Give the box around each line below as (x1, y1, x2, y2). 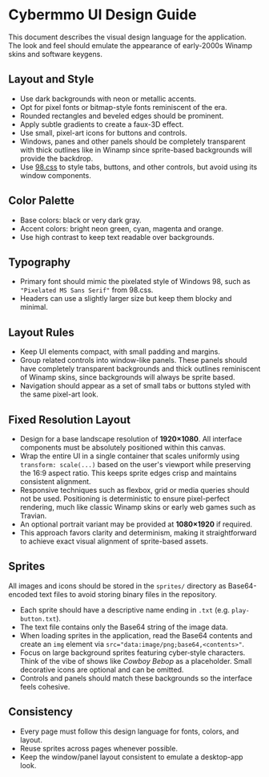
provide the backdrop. (19, 153, 94, 163)
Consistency (8, 705, 74, 719)
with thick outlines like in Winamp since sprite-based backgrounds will (19, 144, 252, 154)
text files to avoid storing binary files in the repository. (39, 589, 218, 599)
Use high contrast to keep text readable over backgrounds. (19, 232, 215, 242)
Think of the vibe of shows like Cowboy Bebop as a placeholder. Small (19, 656, 252, 665)
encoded (8, 589, 38, 599)
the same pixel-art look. (19, 389, 98, 399)
